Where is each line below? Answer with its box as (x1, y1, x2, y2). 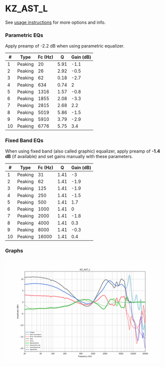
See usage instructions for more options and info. (5, 19, 106, 25)
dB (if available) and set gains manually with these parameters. (5, 154, 133, 159)
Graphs (5, 247, 23, 254)
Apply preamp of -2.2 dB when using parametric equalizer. (5, 43, 124, 49)
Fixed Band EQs (5, 137, 43, 144)
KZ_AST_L (5, 3, 48, 14)
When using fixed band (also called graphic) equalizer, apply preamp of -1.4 (5, 148, 161, 154)
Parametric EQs (5, 32, 43, 39)
